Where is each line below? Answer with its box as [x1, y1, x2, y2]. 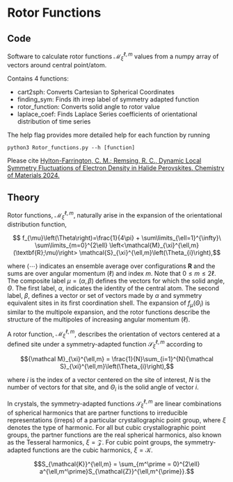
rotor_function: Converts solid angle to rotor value [17, 103, 160, 111]
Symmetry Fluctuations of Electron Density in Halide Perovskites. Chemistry [7, 164, 225, 172]
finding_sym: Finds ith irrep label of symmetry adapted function [17, 95, 200, 103]
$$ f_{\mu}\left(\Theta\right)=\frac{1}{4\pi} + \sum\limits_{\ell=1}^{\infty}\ [13, 233, 221, 242]
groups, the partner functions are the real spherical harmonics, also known [7, 431, 222, 439]
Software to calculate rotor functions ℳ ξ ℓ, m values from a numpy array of [7, 51, 219, 62]
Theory [7, 191, 40, 203]
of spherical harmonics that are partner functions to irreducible [7, 408, 188, 417]
